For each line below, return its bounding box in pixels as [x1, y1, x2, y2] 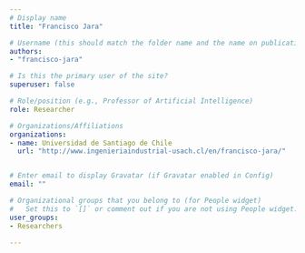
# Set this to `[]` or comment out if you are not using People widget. [9, 204, 299, 214]
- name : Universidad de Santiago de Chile [9, 138, 172, 147]
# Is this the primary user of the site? [9, 72, 169, 81]
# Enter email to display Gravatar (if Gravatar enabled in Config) [9, 171, 274, 180]
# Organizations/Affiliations [9, 121, 124, 130]
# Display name [9, 13, 67, 23]
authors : [9, 46, 43, 56]
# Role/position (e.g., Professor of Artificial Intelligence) [9, 96, 254, 106]
